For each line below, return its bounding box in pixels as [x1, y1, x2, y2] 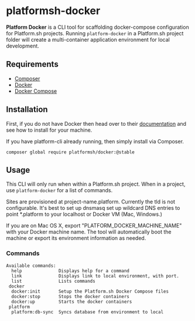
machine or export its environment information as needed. [6, 235, 146, 242]
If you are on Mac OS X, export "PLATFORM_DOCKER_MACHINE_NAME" [6, 222, 182, 229]
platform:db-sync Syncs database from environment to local [11, 309, 164, 315]
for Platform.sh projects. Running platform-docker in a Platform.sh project [6, 29, 184, 36]
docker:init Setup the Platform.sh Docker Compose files [11, 288, 169, 295]
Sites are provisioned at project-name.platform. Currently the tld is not [6, 198, 176, 205]
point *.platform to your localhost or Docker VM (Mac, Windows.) [6, 210, 163, 218]
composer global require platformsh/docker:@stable [6, 149, 135, 155]
